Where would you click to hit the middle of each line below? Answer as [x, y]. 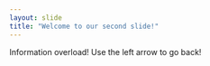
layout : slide [36, 18]
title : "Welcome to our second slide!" [84, 26]
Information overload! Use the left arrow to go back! [105, 52]
